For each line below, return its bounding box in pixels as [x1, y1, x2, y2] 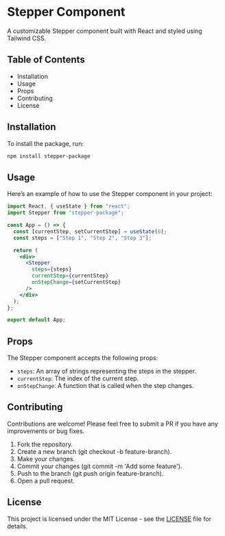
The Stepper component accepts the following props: [7, 354, 158, 362]
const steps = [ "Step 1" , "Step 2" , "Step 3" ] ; [13, 234, 152, 241]
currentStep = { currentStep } [32, 272, 109, 280]
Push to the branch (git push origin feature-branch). [16, 469, 164, 477]
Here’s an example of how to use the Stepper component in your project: [7, 190, 213, 198]
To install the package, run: [7, 139, 84, 147]
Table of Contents [7, 54, 86, 66]
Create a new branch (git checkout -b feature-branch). [16, 447, 172, 456]
